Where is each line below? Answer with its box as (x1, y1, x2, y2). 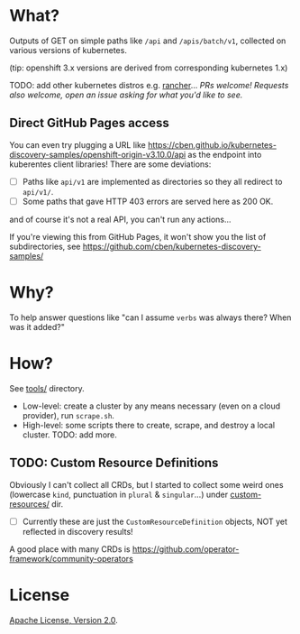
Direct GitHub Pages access (9, 115, 169, 131)
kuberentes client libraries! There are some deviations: (9, 159, 212, 170)
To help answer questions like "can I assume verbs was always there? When (9, 312, 292, 323)
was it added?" (9, 321, 65, 332)
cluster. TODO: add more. (22, 429, 117, 440)
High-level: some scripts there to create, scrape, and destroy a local (22, 419, 276, 430)
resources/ (9, 498, 50, 510)
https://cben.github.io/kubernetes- (147, 139, 277, 150)
